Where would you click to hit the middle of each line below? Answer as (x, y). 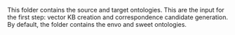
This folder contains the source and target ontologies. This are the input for (116, 10)
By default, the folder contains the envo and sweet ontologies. (97, 24)
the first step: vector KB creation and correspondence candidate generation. (117, 17)
